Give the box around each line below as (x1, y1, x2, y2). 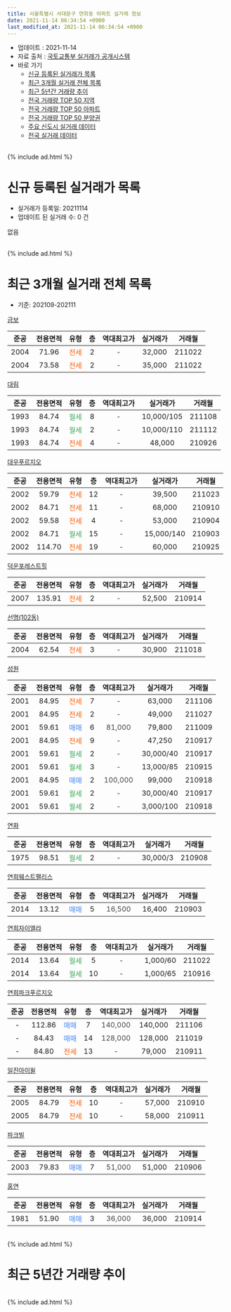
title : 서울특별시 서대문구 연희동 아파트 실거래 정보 (7, 10, 142, 18)
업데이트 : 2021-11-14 (17, 44, 77, 52)
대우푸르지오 (7, 458, 42, 466)
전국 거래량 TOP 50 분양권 (27, 114, 100, 122)
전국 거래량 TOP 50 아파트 (27, 105, 100, 113)
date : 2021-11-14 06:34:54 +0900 (7, 17, 105, 24)
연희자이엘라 (7, 924, 42, 933)
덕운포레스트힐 (7, 562, 48, 570)
